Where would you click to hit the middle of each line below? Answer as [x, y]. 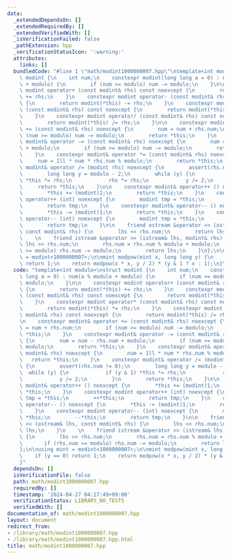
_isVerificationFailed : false [56, 39]
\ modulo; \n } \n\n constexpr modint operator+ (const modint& [120, 283]
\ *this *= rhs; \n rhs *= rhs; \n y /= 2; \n [117, 180]
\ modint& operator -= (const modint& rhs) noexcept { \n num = [123, 142]
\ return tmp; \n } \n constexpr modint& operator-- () [118, 206]
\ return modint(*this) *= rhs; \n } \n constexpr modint [121, 309]
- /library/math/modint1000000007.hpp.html [70, 539]
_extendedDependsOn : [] [47, 20]
